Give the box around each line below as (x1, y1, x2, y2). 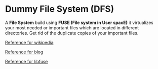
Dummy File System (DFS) (5, 3, 115, 15)
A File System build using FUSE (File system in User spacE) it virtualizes (5, 20, 154, 25)
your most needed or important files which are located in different (5, 24, 139, 30)
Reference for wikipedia (5, 39, 54, 45)
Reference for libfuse (5, 58, 48, 64)
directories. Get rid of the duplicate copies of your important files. (5, 30, 139, 36)
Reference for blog (5, 49, 43, 55)
